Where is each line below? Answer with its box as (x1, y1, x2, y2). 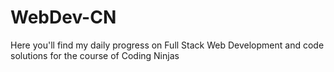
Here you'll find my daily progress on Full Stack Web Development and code (10, 39, 325, 51)
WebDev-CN (10, 6, 117, 29)
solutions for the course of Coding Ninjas (10, 49, 180, 61)
